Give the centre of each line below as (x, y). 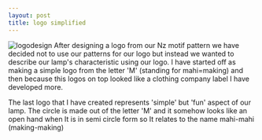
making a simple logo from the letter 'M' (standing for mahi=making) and (126, 70)
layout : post (30, 15)
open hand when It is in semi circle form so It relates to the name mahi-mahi (131, 119)
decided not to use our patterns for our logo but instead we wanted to (121, 53)
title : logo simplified (47, 23)
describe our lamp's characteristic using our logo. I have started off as (122, 62)
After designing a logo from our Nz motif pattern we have (147, 45)
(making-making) (36, 127)
